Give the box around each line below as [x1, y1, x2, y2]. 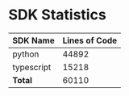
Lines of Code [62, 35, 118, 46]
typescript [12, 61, 52, 73]
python [12, 48, 40, 60]
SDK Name [12, 35, 55, 46]
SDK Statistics [8, 6, 106, 24]
